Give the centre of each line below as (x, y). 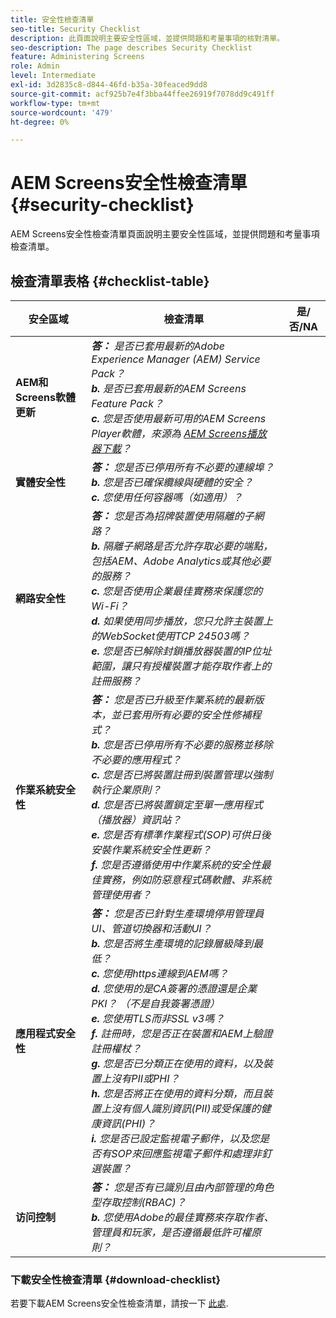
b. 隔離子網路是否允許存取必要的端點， (182, 546)
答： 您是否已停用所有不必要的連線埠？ (183, 467)
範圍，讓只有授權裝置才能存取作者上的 (181, 666)
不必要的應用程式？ (136, 759)
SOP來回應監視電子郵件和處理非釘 (191, 1153)
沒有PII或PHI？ (145, 1078)
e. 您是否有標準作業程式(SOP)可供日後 (181, 834)
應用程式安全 (46, 1033)
